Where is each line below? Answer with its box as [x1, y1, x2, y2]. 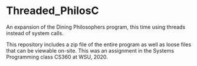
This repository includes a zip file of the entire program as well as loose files [6, 41, 192, 48]
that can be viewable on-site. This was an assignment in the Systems [6, 47, 175, 54]
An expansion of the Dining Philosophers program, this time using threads [6, 23, 186, 30]
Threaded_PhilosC [6, 4, 99, 18]
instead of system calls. [6, 29, 64, 36]
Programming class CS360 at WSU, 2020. [6, 53, 108, 60]
